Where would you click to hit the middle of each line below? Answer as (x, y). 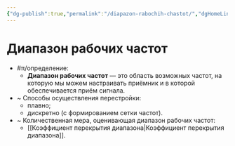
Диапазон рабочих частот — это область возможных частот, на (125, 75)
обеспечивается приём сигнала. (76, 90)
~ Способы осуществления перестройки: (79, 98)
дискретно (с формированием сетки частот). (95, 112)
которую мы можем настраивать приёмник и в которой (111, 83)
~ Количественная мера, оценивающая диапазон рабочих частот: (116, 120)
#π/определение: (43, 68)
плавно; (39, 105)
